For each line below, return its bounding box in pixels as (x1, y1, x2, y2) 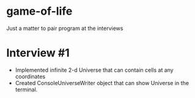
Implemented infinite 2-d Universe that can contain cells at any (15, 66, 174, 73)
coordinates (15, 72, 46, 80)
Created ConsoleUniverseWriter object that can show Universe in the (15, 79, 189, 86)
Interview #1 (6, 46, 70, 60)
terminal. (15, 86, 38, 93)
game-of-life (6, 4, 73, 18)
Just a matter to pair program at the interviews (6, 24, 123, 32)
